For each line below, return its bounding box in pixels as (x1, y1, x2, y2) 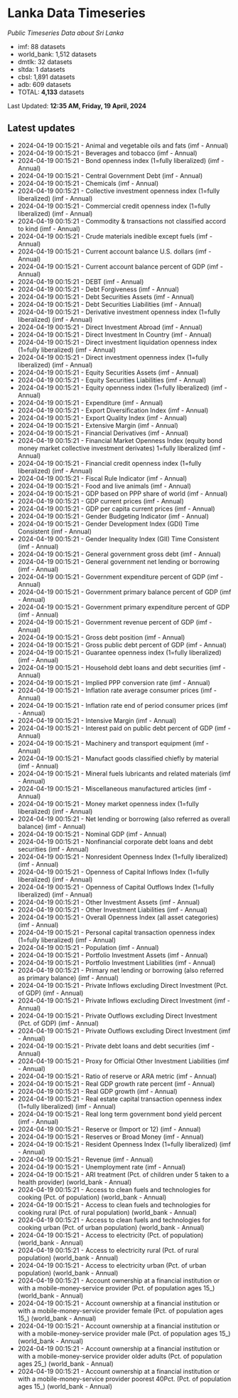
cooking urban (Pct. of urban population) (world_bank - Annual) (17, 1223, 205, 1231)
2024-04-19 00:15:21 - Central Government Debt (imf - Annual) (17, 171, 203, 179)
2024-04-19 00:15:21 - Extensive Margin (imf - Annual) (17, 421, 179, 429)
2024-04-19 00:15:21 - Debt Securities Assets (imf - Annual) (17, 292, 195, 301)
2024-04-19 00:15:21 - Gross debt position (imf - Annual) (17, 632, 185, 642)
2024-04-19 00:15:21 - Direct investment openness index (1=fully (17, 353, 208, 361)
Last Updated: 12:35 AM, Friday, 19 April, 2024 (7, 101, 147, 110)
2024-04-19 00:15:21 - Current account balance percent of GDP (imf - (17, 262, 224, 271)
